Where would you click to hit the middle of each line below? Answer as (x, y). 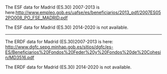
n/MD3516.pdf (20, 57)
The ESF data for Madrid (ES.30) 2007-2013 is (52, 7)
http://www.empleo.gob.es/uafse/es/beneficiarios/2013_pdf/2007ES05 (88, 12)
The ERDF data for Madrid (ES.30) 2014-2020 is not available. (68, 67)
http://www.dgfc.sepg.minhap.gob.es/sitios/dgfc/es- (59, 47)
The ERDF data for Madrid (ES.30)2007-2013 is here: (59, 41)
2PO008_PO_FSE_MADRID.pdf (37, 18)
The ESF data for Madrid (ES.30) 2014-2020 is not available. (67, 27)
